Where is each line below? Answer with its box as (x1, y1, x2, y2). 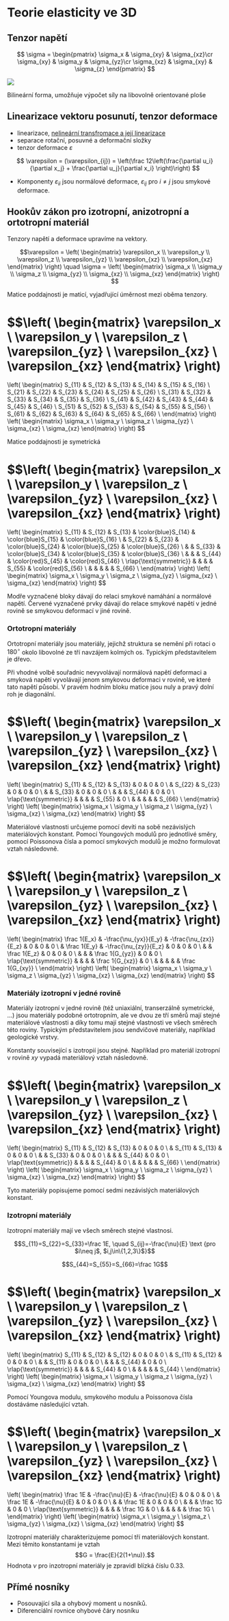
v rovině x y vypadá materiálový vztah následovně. (7, 1053, 148, 1062)
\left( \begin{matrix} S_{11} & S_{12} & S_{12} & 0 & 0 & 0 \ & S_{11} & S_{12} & (7, 1350, 222, 1359)
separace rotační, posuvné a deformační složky (16, 136, 152, 144)
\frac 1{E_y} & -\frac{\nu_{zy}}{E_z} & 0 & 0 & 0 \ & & (66, 942, 213, 951)
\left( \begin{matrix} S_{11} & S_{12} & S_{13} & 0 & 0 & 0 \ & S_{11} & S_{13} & (7, 1144, 222, 1152)
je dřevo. (7, 655, 32, 664)
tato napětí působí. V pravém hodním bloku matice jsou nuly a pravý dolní (7, 683, 214, 691)
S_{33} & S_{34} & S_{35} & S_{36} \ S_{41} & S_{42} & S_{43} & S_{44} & (7, 395, 214, 403)
